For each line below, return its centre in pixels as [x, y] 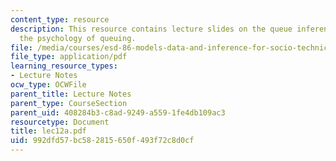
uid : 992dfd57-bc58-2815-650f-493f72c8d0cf [102, 141]
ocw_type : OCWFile [48, 85]
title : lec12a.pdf [48, 131]
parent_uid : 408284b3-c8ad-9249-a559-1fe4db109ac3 [118, 112]
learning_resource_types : [64, 66]
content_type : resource [60, 19]
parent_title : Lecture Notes [71, 94]
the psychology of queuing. [78, 38]
